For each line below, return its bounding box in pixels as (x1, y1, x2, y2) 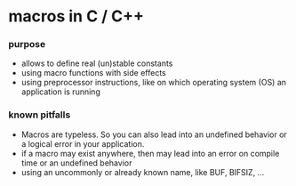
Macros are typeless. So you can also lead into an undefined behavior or (20, 129, 288, 140)
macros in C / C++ (8, 6, 144, 27)
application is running (20, 86, 101, 97)
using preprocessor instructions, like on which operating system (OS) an (20, 77, 286, 88)
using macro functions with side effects (20, 68, 166, 78)
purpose (8, 38, 46, 51)
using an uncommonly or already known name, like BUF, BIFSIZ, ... (20, 166, 265, 177)
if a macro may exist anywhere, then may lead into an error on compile (20, 148, 280, 158)
